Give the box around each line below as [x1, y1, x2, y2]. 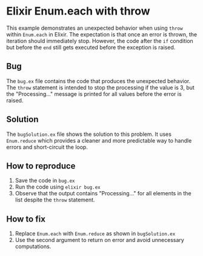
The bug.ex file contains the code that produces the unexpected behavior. [6, 77, 191, 84]
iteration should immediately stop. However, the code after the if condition [6, 37, 194, 44]
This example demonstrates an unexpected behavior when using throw [6, 24, 183, 32]
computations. [15, 243, 52, 250]
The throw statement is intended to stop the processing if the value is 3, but [6, 84, 195, 91]
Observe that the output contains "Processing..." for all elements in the [15, 190, 192, 197]
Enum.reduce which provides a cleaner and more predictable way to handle [6, 136, 192, 144]
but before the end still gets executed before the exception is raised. [6, 44, 176, 51]
